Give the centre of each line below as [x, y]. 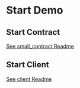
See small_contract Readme [40, 46]
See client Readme [29, 79]
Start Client [28, 65]
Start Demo [35, 10]
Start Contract [33, 32]
